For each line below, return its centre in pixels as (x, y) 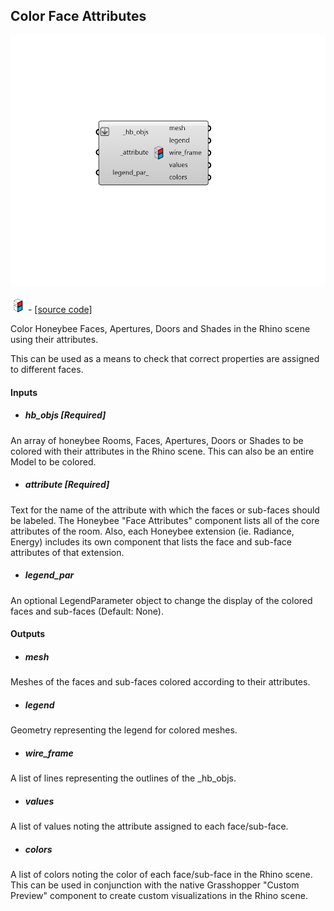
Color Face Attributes (78, 16)
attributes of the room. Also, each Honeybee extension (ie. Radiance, (152, 531)
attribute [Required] (67, 485)
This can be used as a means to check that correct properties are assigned (165, 358)
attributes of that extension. (67, 552)
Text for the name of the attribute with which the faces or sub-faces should (165, 510)
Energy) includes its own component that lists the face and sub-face (151, 541)
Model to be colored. (53, 461)
